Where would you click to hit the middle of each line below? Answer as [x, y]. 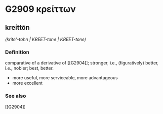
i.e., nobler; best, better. [29, 68]
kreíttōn [18, 28]
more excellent [27, 83]
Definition [17, 52]
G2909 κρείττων [41, 9]
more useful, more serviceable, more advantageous [65, 78]
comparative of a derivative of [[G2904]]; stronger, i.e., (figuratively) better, [82, 63]
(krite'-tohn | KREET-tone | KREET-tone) [46, 39]
